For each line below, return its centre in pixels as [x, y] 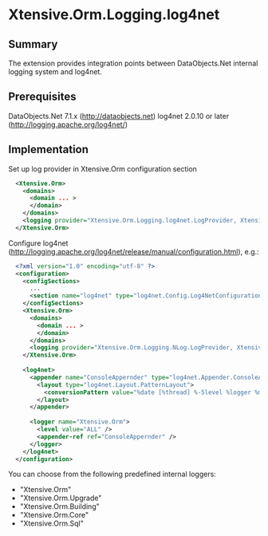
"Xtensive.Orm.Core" [54, 515]
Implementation [49, 150]
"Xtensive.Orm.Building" [59, 506]
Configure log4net [38, 243]
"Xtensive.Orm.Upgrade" [61, 498]
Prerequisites [42, 97]
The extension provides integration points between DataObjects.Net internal [133, 63]
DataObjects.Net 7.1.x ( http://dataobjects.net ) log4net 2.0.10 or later [119, 116]
